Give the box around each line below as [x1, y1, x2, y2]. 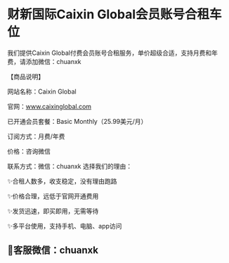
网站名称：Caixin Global [7, 87, 77, 96]
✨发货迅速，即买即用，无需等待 [7, 207, 99, 215]
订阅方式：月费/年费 [7, 131, 65, 141]
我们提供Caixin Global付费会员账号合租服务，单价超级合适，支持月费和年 [7, 49, 218, 57]
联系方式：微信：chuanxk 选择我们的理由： [7, 162, 132, 170]
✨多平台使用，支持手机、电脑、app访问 [7, 222, 122, 230]
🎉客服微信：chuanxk [7, 244, 98, 257]
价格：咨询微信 [7, 147, 51, 155]
